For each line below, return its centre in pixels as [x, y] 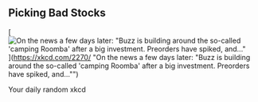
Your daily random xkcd [47, 89]
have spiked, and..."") [43, 74]
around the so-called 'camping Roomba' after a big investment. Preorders [129, 66]
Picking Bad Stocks [57, 13]
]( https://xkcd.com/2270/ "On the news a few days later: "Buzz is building [129, 57]
